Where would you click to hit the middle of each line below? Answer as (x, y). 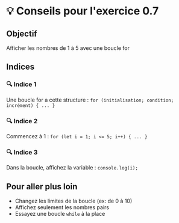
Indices (20, 67)
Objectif (22, 33)
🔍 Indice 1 (21, 84)
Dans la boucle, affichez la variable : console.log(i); (72, 168)
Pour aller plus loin (42, 187)
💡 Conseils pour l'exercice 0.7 (83, 11)
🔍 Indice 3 (22, 152)
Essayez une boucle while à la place (60, 214)
